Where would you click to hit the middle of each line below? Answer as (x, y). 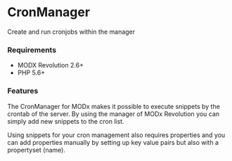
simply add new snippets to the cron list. (66, 121)
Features (23, 91)
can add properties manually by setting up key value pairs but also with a (113, 142)
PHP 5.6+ (31, 73)
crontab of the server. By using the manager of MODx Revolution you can (114, 114)
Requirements (32, 50)
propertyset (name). (36, 150)
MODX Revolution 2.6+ (51, 65)
